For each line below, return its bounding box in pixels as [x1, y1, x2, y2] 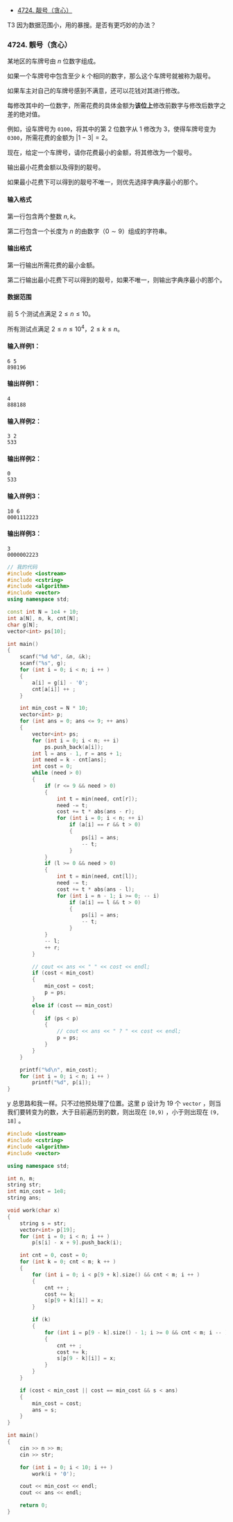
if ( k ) [32, 1316, 51, 1324]
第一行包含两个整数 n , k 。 [7, 212, 80, 221]
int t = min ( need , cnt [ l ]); [56, 873, 138, 880]
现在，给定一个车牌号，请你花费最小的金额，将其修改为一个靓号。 [7, 148, 196, 157]
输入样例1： [7, 342, 41, 350]
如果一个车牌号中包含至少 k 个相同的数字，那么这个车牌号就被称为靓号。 [7, 72, 215, 80]
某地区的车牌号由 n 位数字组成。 [7, 57, 100, 65]
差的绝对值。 [7, 110, 44, 118]
